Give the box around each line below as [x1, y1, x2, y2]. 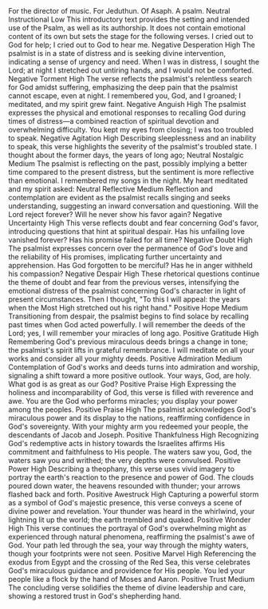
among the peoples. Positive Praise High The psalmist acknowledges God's [8, 405, 257, 414]
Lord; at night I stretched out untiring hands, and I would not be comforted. [8, 65, 254, 75]
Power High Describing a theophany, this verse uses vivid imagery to [8, 465, 235, 473]
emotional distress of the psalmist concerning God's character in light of [8, 286, 246, 295]
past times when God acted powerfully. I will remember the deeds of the [8, 320, 246, 329]
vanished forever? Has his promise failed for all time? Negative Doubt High [8, 235, 253, 244]
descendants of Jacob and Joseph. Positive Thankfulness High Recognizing [8, 430, 259, 440]
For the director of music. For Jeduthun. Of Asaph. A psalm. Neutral [8, 6, 231, 15]
